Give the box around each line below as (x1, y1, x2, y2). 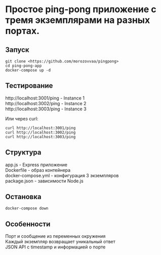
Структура (5, 148, 42, 157)
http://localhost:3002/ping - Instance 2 (5, 100, 87, 106)
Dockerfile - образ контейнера (5, 167, 71, 173)
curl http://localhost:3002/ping (5, 130, 76, 135)
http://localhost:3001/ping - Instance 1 (5, 95, 85, 101)
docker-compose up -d (5, 68, 51, 73)
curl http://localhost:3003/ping (5, 134, 76, 139)
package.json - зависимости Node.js (5, 178, 84, 184)
